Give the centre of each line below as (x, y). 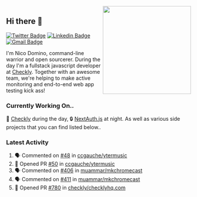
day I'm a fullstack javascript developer (53, 65)
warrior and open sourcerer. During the (53, 59)
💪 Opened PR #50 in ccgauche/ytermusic (65, 164)
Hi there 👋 (24, 21)
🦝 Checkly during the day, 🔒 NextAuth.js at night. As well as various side (93, 119)
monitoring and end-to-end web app (50, 84)
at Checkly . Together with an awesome (53, 72)
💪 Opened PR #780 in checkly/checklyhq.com (70, 188)
